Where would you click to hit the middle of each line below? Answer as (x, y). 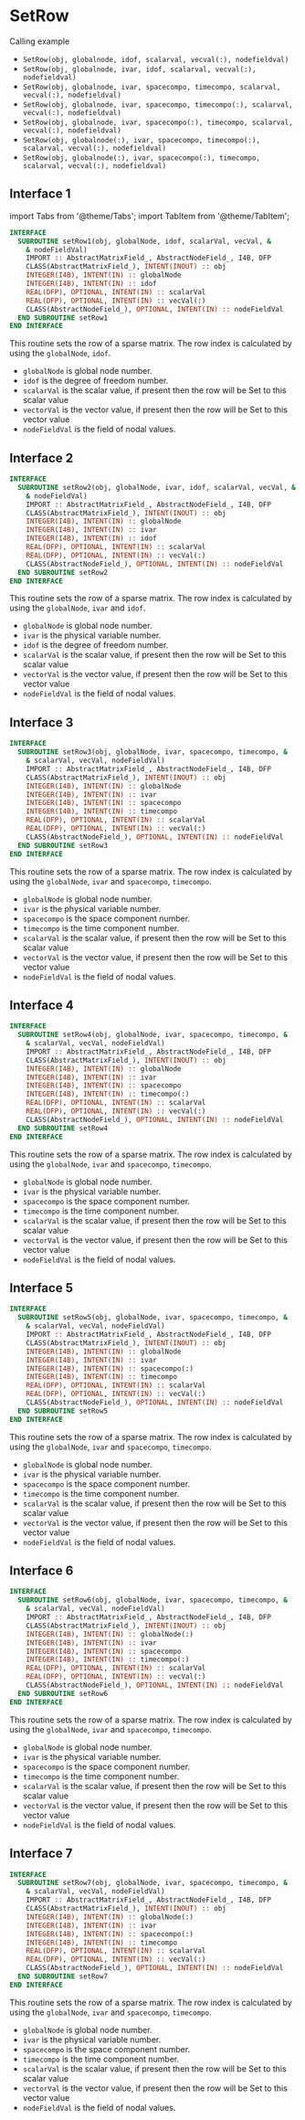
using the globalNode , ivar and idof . (78, 608)
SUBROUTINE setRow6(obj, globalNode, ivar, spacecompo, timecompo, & (152, 1600)
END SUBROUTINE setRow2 (63, 572)
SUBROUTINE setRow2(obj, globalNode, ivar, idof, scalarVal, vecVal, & (157, 487)
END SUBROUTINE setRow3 (63, 845)
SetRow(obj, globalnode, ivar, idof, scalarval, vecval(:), (139, 69)
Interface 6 (42, 1571)
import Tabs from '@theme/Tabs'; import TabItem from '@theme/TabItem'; (150, 216)
